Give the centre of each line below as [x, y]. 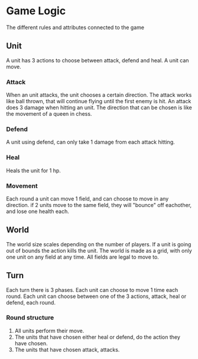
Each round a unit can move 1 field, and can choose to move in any [87, 198]
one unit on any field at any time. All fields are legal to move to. [83, 257]
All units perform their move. [49, 331]
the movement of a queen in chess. [49, 114]
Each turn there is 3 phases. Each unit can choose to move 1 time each [92, 290]
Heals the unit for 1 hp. [33, 170]
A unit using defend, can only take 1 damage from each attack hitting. [91, 142]
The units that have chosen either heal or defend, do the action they [97, 337]
